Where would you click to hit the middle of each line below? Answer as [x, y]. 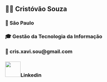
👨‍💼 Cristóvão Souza [36, 9]
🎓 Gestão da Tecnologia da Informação [54, 36]
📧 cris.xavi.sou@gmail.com [39, 52]
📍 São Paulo [20, 23]
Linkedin [31, 75]
